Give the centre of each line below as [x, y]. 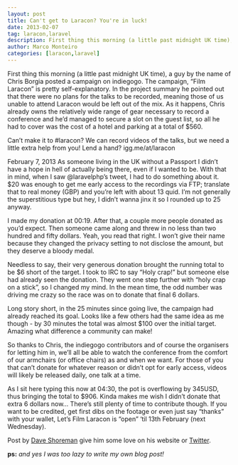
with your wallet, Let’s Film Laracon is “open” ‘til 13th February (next [107, 419]
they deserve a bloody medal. [51, 251]
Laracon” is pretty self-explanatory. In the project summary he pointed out [116, 89]
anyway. [20, 207]
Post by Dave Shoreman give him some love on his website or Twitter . [109, 440]
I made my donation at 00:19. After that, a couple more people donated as [115, 220]
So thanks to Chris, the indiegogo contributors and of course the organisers [118, 344]
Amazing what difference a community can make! [80, 331]
